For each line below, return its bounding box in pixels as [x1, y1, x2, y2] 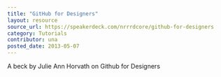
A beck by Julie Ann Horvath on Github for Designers [7, 62, 161, 70]
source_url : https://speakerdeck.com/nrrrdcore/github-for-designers [7, 23, 215, 30]
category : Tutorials [7, 29, 68, 37]
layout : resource [7, 17, 58, 24]
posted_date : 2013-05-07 [7, 43, 80, 50]
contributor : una [7, 36, 58, 43]
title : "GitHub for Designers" [7, 10, 99, 17]
